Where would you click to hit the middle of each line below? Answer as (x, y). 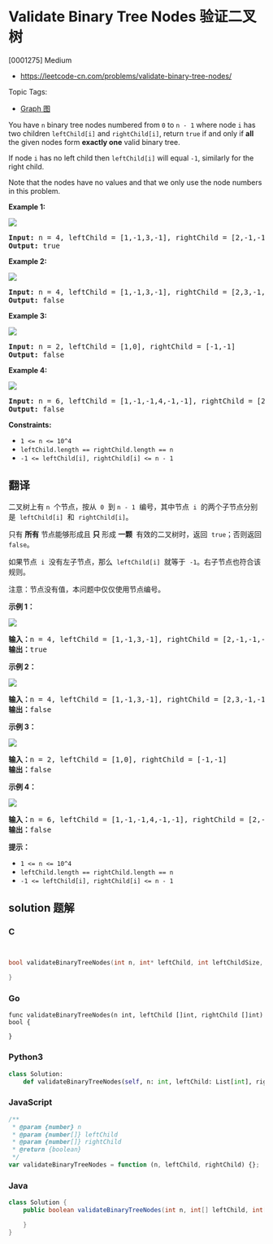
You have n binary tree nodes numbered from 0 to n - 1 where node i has (132, 125)
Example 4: (28, 370)
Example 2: (28, 261)
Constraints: (30, 424)
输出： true (28, 649)
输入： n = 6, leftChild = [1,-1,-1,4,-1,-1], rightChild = (126, 819)
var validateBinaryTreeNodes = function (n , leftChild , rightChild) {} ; (134, 1165)
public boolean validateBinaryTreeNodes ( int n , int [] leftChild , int (143, 1211)
